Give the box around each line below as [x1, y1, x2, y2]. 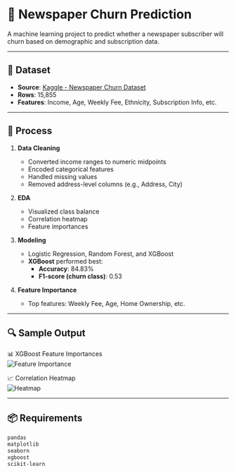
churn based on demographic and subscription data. [7, 37, 159, 45]
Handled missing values [27, 172, 98, 180]
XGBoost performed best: [27, 257, 103, 265]
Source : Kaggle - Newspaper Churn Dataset [17, 82, 146, 91]
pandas [7, 434, 27, 441]
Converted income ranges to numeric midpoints [27, 157, 166, 166]
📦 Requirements [7, 412, 83, 424]
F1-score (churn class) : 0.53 [38, 271, 122, 281]
